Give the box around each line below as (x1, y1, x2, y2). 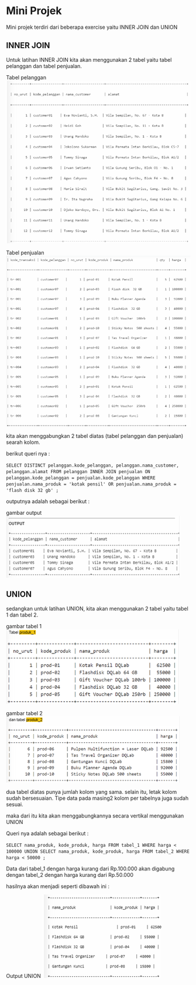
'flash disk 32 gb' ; (6, 487, 59, 493)
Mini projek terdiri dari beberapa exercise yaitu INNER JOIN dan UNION (6, 24, 178, 31)
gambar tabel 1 (6, 622, 42, 629)
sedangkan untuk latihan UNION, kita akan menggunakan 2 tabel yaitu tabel (6, 605, 188, 612)
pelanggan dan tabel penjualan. (6, 62, 82, 69)
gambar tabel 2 (6, 709, 43, 716)
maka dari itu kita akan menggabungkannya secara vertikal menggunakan (6, 812, 184, 819)
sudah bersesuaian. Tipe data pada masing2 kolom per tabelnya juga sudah (6, 795, 189, 802)
